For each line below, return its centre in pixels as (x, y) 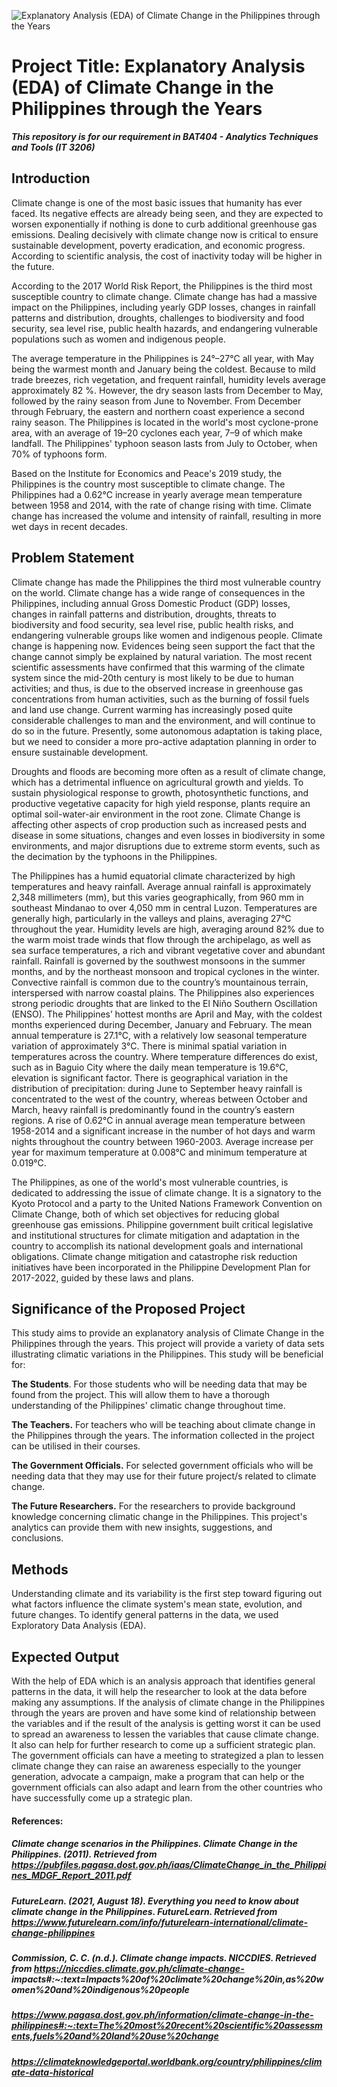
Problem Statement (73, 558)
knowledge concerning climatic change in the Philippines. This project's (159, 1517)
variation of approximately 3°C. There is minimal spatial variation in (149, 1046)
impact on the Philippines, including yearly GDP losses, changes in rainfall (163, 307)
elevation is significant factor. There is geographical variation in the (150, 1077)
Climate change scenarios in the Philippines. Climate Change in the (154, 1844)
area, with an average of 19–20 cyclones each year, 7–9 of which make (157, 432)
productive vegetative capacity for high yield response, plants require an (161, 803)
